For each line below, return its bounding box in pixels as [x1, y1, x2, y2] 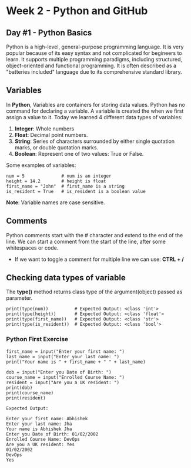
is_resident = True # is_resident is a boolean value [6, 188, 146, 194]
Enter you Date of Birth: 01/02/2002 [6, 431, 99, 437]
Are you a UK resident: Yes [6, 441, 75, 447]
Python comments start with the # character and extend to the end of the [6, 231, 183, 238]
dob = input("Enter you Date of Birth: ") [6, 369, 112, 375]
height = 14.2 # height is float [6, 178, 107, 184]
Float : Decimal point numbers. [14, 131, 88, 138]
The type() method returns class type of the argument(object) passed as [6, 288, 183, 296]
